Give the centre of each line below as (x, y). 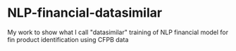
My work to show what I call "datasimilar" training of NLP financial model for (118, 32)
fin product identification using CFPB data (68, 39)
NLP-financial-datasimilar (85, 13)
